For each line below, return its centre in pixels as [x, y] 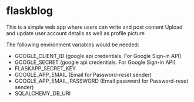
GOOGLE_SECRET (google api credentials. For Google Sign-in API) [95, 62]
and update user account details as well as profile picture [76, 33]
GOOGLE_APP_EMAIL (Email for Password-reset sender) [83, 74]
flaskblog [30, 11]
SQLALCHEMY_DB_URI [42, 93]
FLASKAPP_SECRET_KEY [45, 68]
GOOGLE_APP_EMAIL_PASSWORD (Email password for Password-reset [101, 81]
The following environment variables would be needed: [73, 45]
